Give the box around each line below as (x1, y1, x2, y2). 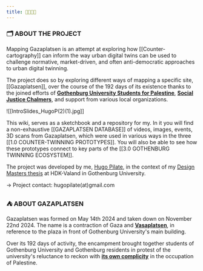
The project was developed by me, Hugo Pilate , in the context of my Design (6, 163, 195, 170)
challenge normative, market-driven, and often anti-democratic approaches (6, 58, 195, 65)
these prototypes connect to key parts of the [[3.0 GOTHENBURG (6, 145, 170, 152)
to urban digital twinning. (6, 64, 68, 72)
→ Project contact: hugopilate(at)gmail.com (6, 181, 115, 189)
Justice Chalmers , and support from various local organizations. (6, 95, 168, 103)
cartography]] (6, 52, 41, 59)
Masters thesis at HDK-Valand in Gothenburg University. (6, 169, 146, 176)
